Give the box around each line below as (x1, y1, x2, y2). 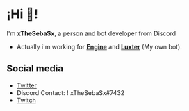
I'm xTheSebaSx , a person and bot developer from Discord (6, 29, 176, 37)
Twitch (16, 96, 36, 104)
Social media (6, 62, 64, 75)
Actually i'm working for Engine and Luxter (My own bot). (16, 42, 182, 51)
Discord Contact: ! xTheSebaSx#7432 (16, 88, 125, 96)
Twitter (16, 81, 38, 89)
